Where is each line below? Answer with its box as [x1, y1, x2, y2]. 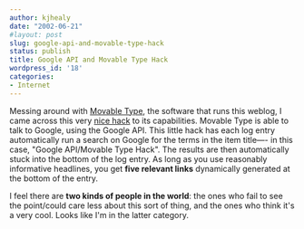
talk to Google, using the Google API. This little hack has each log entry [9, 124, 275, 136]
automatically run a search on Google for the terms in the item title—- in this [9, 134, 293, 145]
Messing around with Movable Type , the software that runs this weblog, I [9, 105, 282, 116]
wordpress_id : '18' [9, 64, 83, 73]
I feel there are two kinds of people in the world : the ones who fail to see [9, 190, 283, 201]
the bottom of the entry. [9, 173, 98, 184]
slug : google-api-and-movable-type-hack [9, 38, 165, 48]
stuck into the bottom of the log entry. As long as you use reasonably [9, 153, 268, 164]
